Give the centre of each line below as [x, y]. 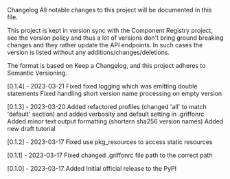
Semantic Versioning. [37, 73]
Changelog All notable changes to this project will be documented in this [110, 10]
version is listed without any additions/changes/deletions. [89, 52]
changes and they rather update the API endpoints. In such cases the [105, 45]
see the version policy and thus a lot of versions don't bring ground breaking [115, 38]
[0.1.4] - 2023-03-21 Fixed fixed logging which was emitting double [102, 86]
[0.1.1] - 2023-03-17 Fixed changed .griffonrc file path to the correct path [110, 155]
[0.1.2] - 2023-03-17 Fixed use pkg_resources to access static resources [110, 142]
